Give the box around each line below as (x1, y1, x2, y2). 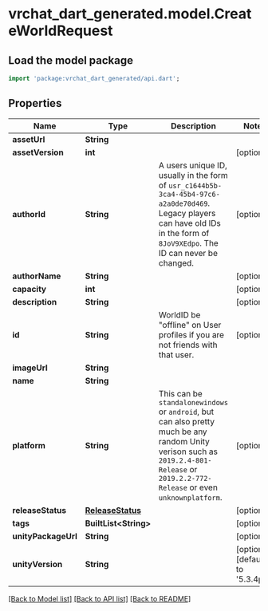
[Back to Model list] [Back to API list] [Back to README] (8, 593, 191, 603)
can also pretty (158, 416, 215, 427)
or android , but (158, 406, 214, 417)
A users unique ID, (158, 160, 227, 171)
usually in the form (158, 169, 229, 180)
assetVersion (12, 147, 64, 158)
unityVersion (12, 558, 63, 570)
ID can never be (158, 247, 218, 258)
